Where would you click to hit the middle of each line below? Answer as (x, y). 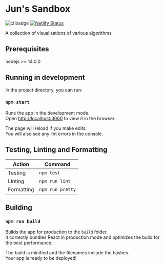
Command (57, 164)
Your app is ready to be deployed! (41, 258)
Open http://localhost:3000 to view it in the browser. (60, 118)
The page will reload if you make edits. (46, 128)
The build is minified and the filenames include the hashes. (67, 253)
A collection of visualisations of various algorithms (58, 33)
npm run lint (55, 181)
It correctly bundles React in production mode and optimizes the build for (82, 237)
